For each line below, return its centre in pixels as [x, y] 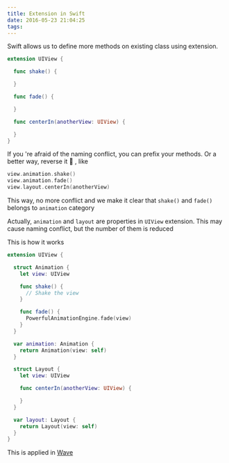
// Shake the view [52, 293]
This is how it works [36, 242]
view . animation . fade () [40, 181]
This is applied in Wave [40, 453]
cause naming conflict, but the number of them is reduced [90, 229]
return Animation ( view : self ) [63, 350]
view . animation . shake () [42, 174]
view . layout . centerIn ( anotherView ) [59, 187]
